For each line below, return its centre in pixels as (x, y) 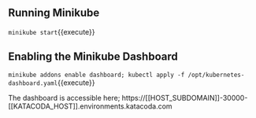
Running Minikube (54, 13)
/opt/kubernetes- (216, 75)
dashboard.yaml (33, 83)
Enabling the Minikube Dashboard (93, 57)
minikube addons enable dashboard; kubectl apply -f (96, 75)
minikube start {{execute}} (52, 31)
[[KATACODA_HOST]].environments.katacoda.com (90, 106)
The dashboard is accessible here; (64, 98)
